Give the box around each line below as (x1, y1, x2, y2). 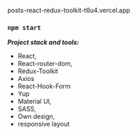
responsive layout (17, 120, 70, 129)
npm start (7, 23, 41, 31)
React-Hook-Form (17, 82, 71, 91)
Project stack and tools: (7, 38, 80, 47)
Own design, (17, 112, 55, 121)
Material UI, (17, 97, 52, 106)
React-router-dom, (17, 60, 73, 68)
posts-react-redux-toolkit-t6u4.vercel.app (7, 6, 131, 14)
